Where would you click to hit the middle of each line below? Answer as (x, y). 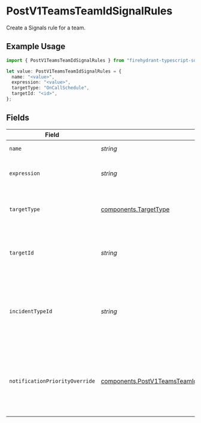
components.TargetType (135, 209)
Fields (18, 118)
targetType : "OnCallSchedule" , (51, 88)
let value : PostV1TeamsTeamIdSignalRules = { (64, 71)
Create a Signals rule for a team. (46, 28)
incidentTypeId (31, 311)
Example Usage (36, 46)
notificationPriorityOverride (52, 381)
